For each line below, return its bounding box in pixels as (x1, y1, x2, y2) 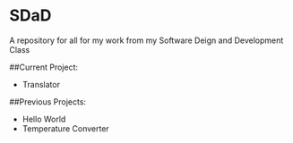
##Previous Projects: (9, 96, 87, 107)
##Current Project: (9, 62, 79, 72)
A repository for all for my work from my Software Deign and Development (9, 35, 284, 46)
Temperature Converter (22, 122, 109, 134)
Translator (22, 79, 61, 89)
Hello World (22, 114, 66, 124)
